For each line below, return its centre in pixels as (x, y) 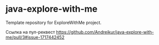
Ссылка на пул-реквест (30, 32)
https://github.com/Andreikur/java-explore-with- (105, 32)
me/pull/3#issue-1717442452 (35, 37)
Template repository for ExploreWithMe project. (54, 22)
